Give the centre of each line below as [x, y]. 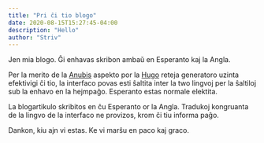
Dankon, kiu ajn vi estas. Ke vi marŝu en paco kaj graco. [99, 130]
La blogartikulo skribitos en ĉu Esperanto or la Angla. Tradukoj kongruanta [128, 107]
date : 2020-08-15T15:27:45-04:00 [63, 23]
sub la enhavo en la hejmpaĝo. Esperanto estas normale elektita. [113, 92]
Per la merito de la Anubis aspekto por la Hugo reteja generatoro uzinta [123, 75]
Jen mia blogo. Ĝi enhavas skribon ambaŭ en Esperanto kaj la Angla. [119, 60]
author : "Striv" [35, 37]
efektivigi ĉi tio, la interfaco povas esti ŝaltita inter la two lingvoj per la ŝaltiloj [132, 83]
